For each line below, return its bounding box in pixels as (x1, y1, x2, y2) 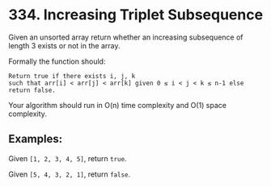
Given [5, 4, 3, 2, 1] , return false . (8, 169, 131, 179)
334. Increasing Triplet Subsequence (8, 6, 264, 24)
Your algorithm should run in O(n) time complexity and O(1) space (8, 100, 227, 110)
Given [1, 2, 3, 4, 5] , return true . (8, 153, 127, 163)
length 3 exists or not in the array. (8, 40, 121, 50)
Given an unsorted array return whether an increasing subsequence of (8, 32, 244, 42)
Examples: (8, 132, 63, 146)
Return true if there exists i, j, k (8, 72, 136, 80)
